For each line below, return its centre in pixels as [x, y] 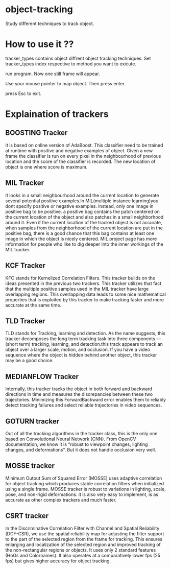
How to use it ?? [40, 44]
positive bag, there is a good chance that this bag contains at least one [80, 233]
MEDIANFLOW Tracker [42, 376]
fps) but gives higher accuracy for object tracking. [58, 561]
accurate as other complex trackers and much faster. [61, 500]
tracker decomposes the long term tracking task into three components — [83, 339]
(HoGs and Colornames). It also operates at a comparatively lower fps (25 [83, 555]
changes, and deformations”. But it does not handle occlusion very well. [81, 449]
